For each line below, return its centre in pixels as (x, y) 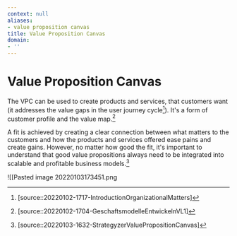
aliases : (20, 20)
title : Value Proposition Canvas (56, 34)
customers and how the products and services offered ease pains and (109, 140)
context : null (28, 14)
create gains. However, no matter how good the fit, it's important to (105, 147)
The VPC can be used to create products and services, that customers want (117, 101)
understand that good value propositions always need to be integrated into (116, 155)
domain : (19, 40)
